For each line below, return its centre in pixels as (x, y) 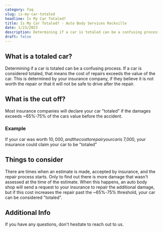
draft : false (18, 37)
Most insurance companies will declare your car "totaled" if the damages (78, 111)
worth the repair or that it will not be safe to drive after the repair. (70, 84)
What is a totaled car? (39, 57)
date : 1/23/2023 (21, 28)
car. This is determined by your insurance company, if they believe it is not (79, 78)
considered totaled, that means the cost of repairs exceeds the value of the (80, 73)
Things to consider (34, 160)
